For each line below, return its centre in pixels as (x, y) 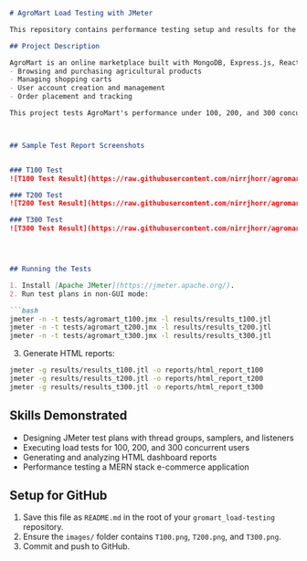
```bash (24, 311)
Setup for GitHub (58, 495)
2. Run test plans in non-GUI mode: (79, 294)
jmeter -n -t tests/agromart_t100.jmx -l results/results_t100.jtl (141, 319)
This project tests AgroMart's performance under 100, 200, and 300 (143, 113)
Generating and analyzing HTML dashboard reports (120, 457)
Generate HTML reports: (69, 354)
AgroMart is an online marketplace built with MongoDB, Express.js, (143, 63)
